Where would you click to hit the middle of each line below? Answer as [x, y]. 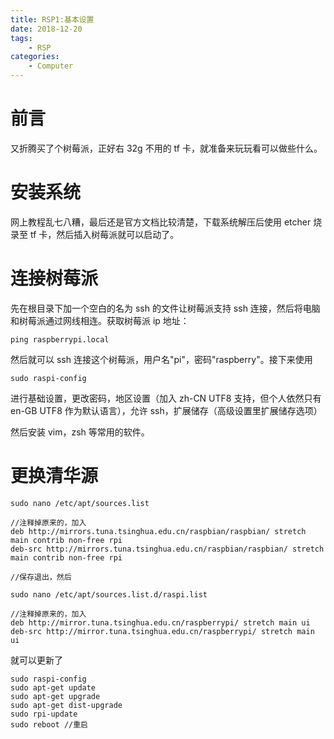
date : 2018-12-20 [46, 29]
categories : [35, 57]
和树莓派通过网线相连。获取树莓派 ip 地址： [100, 320]
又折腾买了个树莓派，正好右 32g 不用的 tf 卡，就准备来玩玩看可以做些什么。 [166, 148]
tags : [21, 38]
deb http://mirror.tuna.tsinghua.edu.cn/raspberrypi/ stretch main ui [160, 622]
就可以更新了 [36, 660]
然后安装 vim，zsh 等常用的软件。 [80, 432]
